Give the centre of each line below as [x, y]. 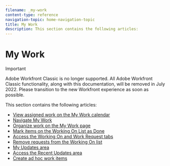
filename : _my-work [26, 10]
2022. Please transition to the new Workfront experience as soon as [77, 90]
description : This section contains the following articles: [72, 29]
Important [16, 69]
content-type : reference [32, 15]
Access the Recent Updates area [47, 153]
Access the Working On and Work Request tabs [63, 137]
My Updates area [31, 148]
